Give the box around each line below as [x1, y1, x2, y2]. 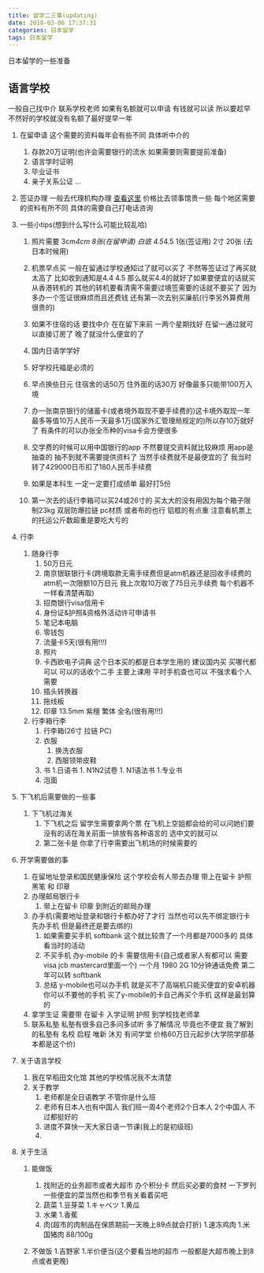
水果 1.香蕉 [43, 1210, 79, 1219]
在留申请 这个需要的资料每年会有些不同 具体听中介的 [19, 131, 190, 140]
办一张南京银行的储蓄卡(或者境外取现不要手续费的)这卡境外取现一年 [31, 406, 251, 416]
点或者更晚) [31, 1256, 69, 1266]
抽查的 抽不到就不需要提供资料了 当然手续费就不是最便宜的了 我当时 [31, 452, 252, 462]
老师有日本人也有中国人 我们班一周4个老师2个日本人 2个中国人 [43, 1102, 247, 1112]
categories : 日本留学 [8, 26, 75, 34]
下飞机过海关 [31, 809, 73, 818]
